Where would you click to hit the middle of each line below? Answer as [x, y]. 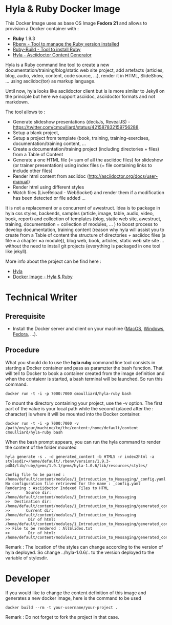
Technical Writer [41, 297]
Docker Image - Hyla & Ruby [42, 277]
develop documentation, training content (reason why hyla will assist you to [85, 230]
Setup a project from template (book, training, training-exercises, [81, 138]
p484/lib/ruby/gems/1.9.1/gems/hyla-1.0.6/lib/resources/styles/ [76, 466]
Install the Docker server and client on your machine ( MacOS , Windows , [89, 328]
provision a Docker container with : [42, 28]
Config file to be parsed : [35, 474]
